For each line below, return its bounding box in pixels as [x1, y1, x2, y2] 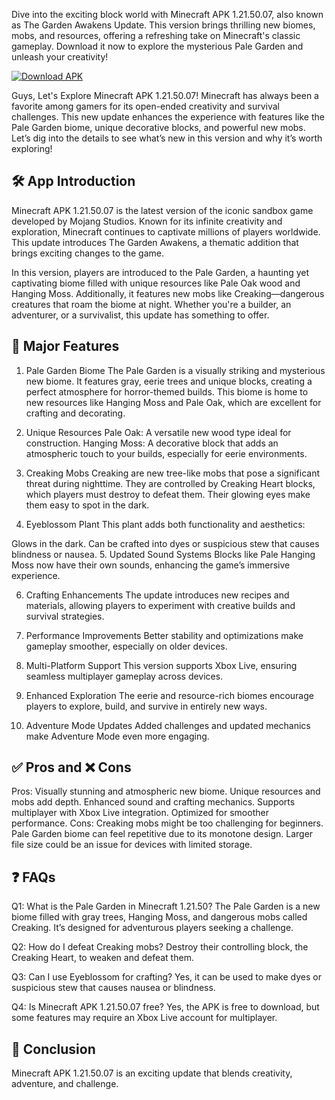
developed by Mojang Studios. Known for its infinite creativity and [11, 215, 283, 227]
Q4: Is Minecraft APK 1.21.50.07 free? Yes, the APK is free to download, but [11, 1001, 320, 1013]
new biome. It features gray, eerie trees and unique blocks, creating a [25, 375, 313, 387]
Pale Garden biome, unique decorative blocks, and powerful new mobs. [11, 122, 306, 133]
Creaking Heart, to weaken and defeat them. [11, 952, 194, 964]
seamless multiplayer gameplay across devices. [25, 670, 224, 682]
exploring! [11, 143, 53, 154]
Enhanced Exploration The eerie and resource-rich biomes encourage [25, 689, 314, 701]
